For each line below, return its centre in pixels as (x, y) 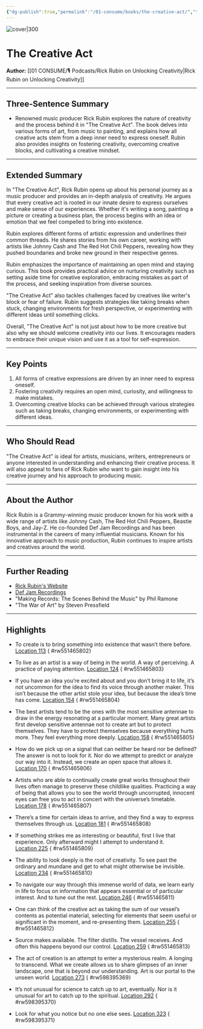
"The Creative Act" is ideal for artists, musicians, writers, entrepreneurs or (98, 456)
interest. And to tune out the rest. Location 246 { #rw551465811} (95, 897)
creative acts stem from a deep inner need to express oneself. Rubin (100, 138)
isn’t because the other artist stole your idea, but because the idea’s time (105, 694)
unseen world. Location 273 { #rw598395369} (73, 978)
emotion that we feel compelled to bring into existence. (75, 222)
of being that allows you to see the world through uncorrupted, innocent (105, 793)
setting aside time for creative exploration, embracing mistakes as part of (97, 277)
